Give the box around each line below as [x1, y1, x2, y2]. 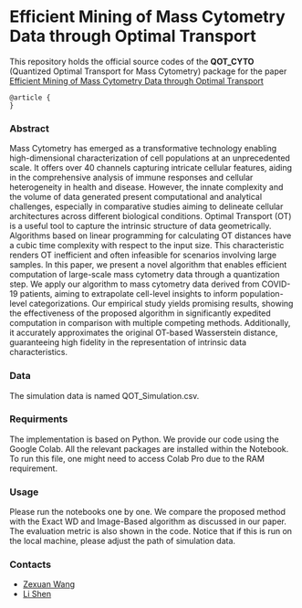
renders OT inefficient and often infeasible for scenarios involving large [9, 249, 277, 261]
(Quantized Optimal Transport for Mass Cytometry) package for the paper [9, 66, 287, 77]
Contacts [9, 559, 52, 571]
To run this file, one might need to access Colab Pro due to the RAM [9, 453, 265, 464]
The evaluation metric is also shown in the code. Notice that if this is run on [9, 526, 293, 537]
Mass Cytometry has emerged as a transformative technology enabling [9, 143, 277, 154]
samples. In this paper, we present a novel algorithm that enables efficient [9, 259, 287, 270]
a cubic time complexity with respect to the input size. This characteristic [9, 240, 285, 251]
